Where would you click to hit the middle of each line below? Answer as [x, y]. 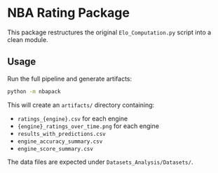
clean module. [28, 39]
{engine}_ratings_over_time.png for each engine [88, 126]
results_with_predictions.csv [62, 134]
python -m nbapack [34, 91]
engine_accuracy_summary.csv [60, 141]
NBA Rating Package [68, 13]
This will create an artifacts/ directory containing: [81, 105]
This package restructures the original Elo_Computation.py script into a [109, 32]
